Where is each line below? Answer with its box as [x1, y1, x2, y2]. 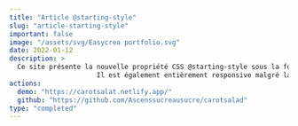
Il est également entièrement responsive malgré [96, 71, 279, 80]
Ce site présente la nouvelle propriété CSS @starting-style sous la [17, 63, 279, 72]
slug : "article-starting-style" [9, 21, 129, 30]
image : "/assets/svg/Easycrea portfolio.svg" [9, 37, 180, 47]
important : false [9, 29, 74, 38]
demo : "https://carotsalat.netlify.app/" [17, 87, 173, 96]
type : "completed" [9, 104, 77, 113]
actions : [9, 79, 42, 88]
